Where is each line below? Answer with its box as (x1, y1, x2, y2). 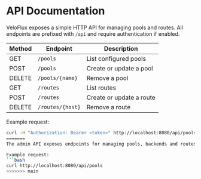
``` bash (6, 157, 26, 163)
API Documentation (6, 4, 105, 18)
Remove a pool (86, 73, 129, 82)
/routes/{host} (38, 103, 81, 110)
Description (103, 44, 138, 53)
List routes (86, 84, 117, 92)
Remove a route (86, 103, 131, 111)
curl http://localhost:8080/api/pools (6, 163, 103, 169)
